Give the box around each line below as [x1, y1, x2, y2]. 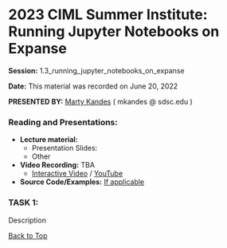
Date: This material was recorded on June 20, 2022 [8, 81, 178, 91]
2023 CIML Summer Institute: [8, 6, 209, 24]
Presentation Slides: [31, 144, 98, 153]
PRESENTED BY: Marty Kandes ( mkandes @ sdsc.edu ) [8, 96, 193, 106]
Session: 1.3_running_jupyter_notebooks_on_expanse [8, 65, 185, 75]
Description [8, 215, 46, 225]
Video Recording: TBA [19, 160, 96, 170]
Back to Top [8, 230, 48, 240]
